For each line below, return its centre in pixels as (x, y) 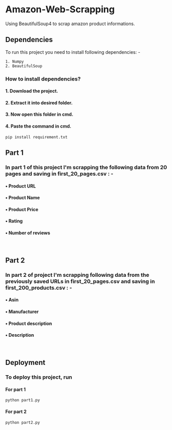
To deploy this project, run (39, 377)
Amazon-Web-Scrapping (60, 9)
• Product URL (21, 186)
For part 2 (16, 412)
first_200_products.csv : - (39, 288)
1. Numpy (15, 62)
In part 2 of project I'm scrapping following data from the (77, 275)
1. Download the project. (32, 91)
